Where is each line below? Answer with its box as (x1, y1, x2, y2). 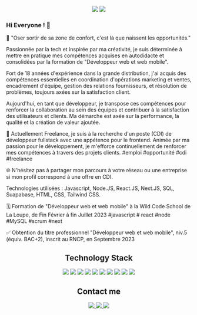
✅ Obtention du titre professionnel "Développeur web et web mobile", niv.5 (6, 229, 188, 236)
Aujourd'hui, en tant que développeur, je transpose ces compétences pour (6, 100, 186, 107)
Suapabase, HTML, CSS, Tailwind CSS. (6, 191, 101, 198)
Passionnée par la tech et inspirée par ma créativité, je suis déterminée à (6, 46, 182, 53)
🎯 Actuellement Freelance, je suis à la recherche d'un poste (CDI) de (6, 130, 172, 137)
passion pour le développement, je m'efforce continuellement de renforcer (6, 143, 186, 150)
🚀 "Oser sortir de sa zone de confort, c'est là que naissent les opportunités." (6, 34, 191, 41)
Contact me (76, 286, 121, 296)
